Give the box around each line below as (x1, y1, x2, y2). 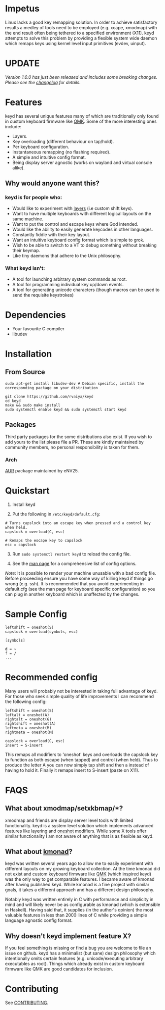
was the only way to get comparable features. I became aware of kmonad (5, 876, 155, 882)
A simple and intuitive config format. (12, 154, 86, 160)
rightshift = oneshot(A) (5, 721, 56, 726)
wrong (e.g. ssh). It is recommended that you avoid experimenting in (5, 580, 144, 587)
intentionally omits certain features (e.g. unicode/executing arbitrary (5, 956, 144, 961)
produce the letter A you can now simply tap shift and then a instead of (5, 762, 149, 768)
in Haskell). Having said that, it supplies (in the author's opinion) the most (5, 907, 154, 913)
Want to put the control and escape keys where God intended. (12, 221, 139, 227)
